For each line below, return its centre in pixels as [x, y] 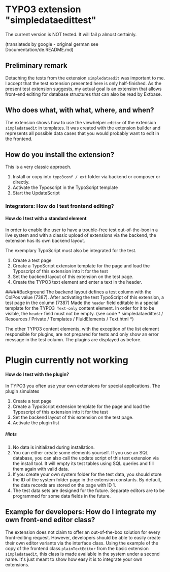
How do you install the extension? [60, 155]
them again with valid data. [41, 469]
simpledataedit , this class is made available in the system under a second [82, 554]
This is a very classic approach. [38, 167]
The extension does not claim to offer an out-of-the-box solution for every [83, 532]
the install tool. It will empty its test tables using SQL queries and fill [83, 463]
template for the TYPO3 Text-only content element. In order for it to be [80, 308]
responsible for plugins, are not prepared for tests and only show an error [82, 334]
